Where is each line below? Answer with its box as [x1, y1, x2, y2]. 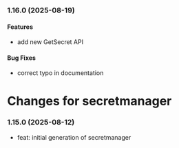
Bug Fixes [7, 54, 36, 62]
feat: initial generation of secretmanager [17, 133, 131, 141]
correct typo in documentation [17, 69, 104, 77]
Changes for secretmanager [7, 93, 172, 109]
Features [7, 23, 33, 31]
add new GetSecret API [17, 38, 84, 46]
